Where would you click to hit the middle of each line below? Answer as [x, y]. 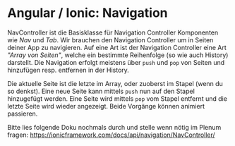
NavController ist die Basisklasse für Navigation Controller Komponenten [113, 32]
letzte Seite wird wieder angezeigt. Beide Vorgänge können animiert [106, 106]
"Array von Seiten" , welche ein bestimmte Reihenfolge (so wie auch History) [118, 55]
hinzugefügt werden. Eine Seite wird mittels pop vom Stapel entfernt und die [117, 98]
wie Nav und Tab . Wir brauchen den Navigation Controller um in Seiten [110, 39]
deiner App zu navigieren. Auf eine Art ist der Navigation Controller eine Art [117, 47]
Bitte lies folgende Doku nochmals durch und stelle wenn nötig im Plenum [114, 127]
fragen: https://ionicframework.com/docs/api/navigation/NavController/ [111, 135]
